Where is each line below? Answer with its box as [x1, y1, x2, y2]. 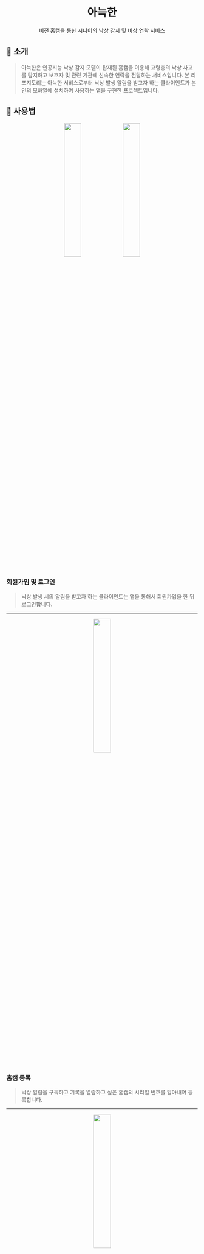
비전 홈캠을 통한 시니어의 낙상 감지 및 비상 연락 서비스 [39, 27, 165, 34]
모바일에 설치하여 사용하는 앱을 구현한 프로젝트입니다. [32, 86, 160, 94]
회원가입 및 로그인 [6, 578, 56, 586]
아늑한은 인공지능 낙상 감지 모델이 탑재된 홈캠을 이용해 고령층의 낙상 [21, 63, 182, 71]
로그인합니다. [21, 601, 53, 608]
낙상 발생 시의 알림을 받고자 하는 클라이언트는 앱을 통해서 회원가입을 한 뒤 [21, 593, 195, 600]
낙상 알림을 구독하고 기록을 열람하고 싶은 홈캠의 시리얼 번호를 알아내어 [21, 1088, 187, 1096]
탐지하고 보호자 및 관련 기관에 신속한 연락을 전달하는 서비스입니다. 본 [27, 71, 190, 79]
